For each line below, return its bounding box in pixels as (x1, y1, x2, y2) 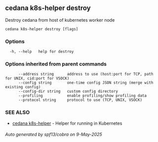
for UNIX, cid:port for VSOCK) (5, 76, 70, 81)
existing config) (5, 85, 41, 90)
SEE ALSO (5, 109, 30, 116)
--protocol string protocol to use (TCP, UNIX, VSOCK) (18, 98, 142, 103)
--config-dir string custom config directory (18, 89, 118, 94)
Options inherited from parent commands (5, 61, 107, 68)
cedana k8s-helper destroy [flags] (5, 27, 79, 32)
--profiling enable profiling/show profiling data (18, 93, 147, 98)
